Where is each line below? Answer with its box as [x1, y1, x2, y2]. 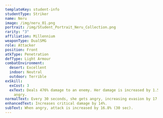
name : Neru [5, 16, 27, 21]
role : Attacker [5, 43, 36, 48]
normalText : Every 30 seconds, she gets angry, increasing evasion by [5, 97, 151, 102]
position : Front [5, 47, 38, 52]
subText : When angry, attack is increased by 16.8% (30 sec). [5, 105, 133, 111]
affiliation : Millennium [5, 34, 55, 39]
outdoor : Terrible [9, 74, 47, 79]
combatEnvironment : [5, 61, 45, 66]
